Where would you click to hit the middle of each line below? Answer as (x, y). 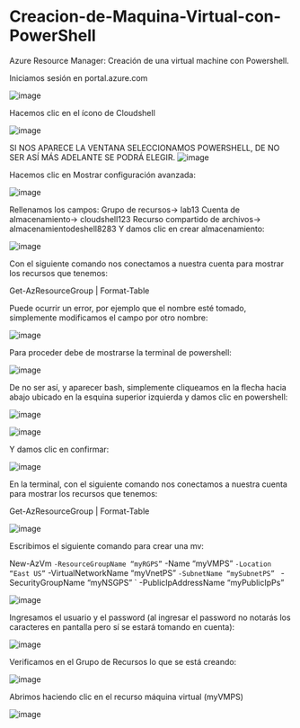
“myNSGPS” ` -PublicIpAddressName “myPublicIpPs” (185, 582)
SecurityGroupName (47, 582)
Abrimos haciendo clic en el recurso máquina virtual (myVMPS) (127, 697)
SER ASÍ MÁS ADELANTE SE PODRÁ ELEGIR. (93, 157)
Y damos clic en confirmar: (59, 449)
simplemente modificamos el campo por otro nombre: (109, 318)
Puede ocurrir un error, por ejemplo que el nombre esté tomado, (128, 308)
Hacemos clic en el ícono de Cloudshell (82, 112)
